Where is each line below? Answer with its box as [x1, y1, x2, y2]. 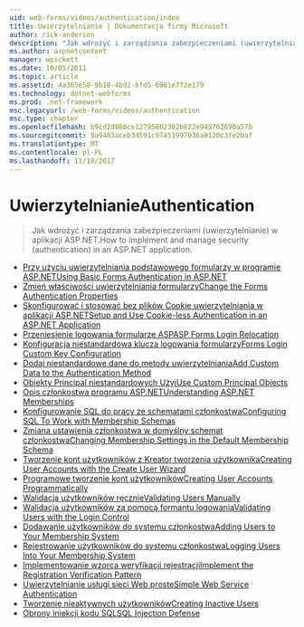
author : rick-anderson [9, 30, 95, 39]
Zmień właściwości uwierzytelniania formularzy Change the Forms [22, 281, 269, 292]
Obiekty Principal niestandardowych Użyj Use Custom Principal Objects [22, 377, 288, 388]
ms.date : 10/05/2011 [9, 64, 88, 73]
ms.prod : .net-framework [9, 97, 103, 107]
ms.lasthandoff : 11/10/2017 [9, 156, 116, 166]
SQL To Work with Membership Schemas [22, 415, 176, 426]
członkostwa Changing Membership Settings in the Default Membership [22, 435, 290, 446]
